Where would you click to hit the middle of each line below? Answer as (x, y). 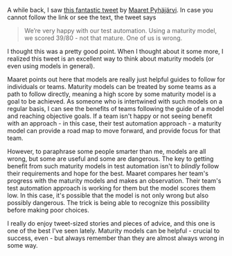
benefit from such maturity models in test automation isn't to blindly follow (113, 166)
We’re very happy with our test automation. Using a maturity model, (120, 31)
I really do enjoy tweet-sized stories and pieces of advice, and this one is (111, 223)
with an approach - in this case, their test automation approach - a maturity (114, 123)
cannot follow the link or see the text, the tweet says (82, 17)
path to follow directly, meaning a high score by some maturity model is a (112, 94)
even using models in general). (51, 66)
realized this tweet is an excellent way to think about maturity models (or (111, 59)
